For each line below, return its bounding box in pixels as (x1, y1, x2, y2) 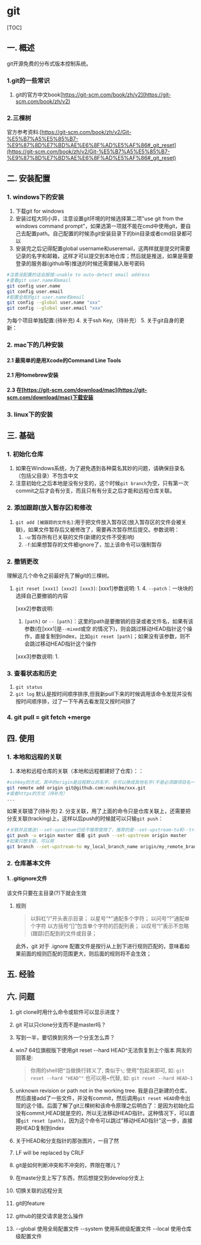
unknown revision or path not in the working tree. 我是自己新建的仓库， (15, 1087, 190, 1094)
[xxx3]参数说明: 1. (15, 653, 59, 660)
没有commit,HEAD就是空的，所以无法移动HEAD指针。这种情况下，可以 (15, 1110, 190, 1117)
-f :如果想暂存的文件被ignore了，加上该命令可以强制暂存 (24, 541, 162, 548)
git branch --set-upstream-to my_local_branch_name (7, 844, 138, 850)
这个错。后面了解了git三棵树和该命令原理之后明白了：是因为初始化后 (26, 1102, 194, 1109)
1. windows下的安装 (7, 193, 64, 201)
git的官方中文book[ (15, 91, 63, 98)
